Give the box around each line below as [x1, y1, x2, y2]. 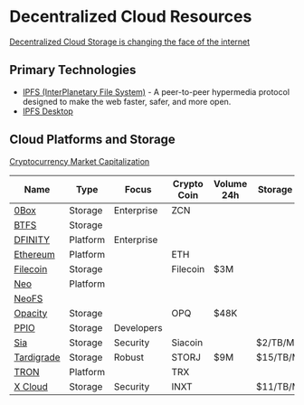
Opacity [14, 306, 48, 319]
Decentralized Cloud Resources [9, 6, 252, 27]
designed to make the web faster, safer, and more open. [22, 96, 232, 107]
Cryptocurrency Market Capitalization [9, 155, 150, 166]
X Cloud [14, 380, 48, 392]
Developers [113, 321, 163, 334]
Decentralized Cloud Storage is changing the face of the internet [9, 36, 251, 47]
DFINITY [14, 233, 51, 246]
